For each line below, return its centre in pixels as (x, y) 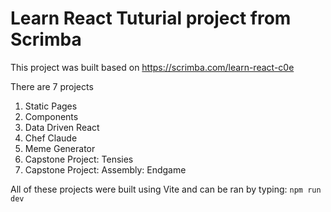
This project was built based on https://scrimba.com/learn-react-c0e (152, 67)
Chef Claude (51, 138)
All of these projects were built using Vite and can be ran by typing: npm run (166, 189)
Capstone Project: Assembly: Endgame (105, 169)
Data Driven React (62, 127)
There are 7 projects (52, 86)
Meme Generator (60, 148)
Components (51, 116)
